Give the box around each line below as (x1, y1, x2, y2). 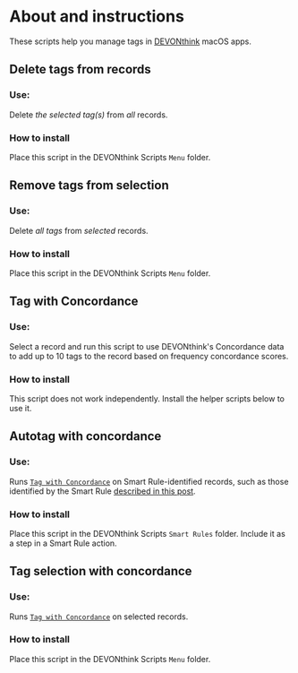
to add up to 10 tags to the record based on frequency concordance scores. (9, 350, 289, 361)
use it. (9, 402, 32, 413)
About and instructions (9, 6, 185, 27)
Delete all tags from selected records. (9, 225, 149, 236)
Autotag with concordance (9, 428, 162, 444)
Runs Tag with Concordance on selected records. (9, 611, 189, 622)
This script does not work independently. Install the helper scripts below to (9, 393, 285, 404)
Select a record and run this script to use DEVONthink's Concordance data (9, 341, 285, 351)
